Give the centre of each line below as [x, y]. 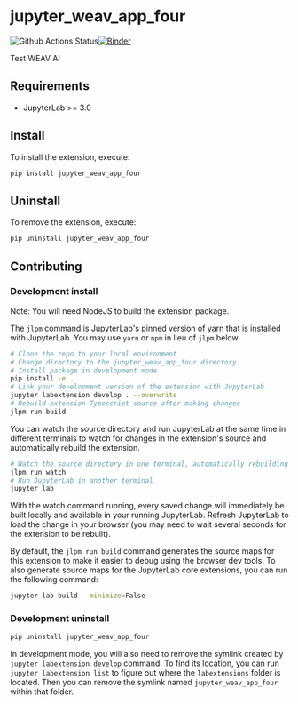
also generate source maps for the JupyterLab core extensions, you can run [149, 570]
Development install [54, 292]
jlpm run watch [38, 472]
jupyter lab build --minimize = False [78, 596]
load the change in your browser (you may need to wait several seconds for [148, 524]
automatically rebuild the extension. [75, 447]
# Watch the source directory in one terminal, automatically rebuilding [149, 464]
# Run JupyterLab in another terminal [82, 480]
